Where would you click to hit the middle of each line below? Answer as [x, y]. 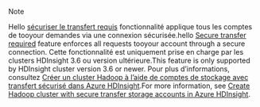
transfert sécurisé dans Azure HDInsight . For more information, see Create [129, 86]
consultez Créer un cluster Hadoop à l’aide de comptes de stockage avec [128, 77]
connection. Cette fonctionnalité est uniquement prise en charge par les [126, 52]
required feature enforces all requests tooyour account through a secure [127, 44]
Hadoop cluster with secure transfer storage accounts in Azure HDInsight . [129, 94]
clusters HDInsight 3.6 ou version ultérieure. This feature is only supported [129, 60]
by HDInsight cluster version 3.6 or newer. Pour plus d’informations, [119, 69]
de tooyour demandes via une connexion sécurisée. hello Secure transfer [127, 35]
